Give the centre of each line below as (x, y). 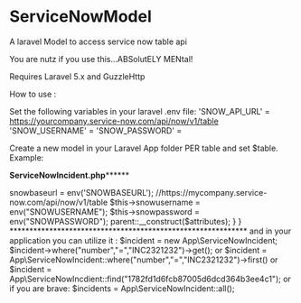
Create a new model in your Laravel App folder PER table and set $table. (144, 148)
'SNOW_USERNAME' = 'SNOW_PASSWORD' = (96, 130)
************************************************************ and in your (150, 231)
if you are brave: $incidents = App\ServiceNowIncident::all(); (122, 288)
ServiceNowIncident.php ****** (69, 175)
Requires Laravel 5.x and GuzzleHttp (77, 76)
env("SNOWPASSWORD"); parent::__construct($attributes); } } (126, 221)
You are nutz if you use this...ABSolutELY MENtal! (101, 59)
